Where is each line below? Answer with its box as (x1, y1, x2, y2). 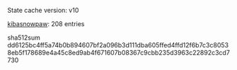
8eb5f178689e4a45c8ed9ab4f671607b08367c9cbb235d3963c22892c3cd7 (7, 49, 230, 57)
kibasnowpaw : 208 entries (7, 20, 85, 28)
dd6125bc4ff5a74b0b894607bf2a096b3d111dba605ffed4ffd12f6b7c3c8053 (7, 41, 229, 49)
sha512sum (7, 33, 40, 42)
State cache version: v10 (7, 6, 79, 14)
